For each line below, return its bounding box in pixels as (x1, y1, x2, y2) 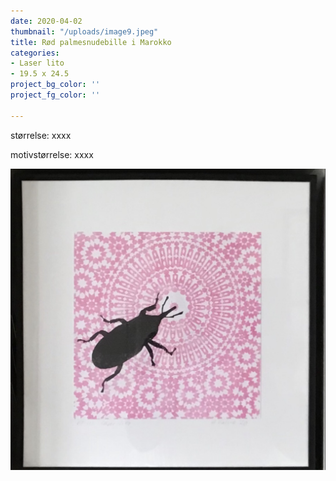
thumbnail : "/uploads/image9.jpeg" (10, 26, 159, 37)
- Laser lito (10, 58, 65, 69)
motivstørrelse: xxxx (10, 148, 94, 160)
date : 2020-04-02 (10, 16, 83, 26)
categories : (10, 48, 60, 58)
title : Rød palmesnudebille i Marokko (10, 37, 172, 47)
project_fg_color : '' (10, 90, 101, 100)
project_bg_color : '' (10, 80, 101, 90)
